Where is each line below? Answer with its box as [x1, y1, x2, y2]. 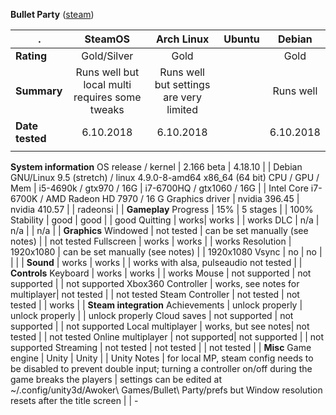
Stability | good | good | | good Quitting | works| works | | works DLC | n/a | [10, 214, 320, 226]
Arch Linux [155, 32, 210, 46]
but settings [154, 78, 211, 91]
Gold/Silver [81, 49, 134, 63]
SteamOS [84, 32, 131, 46]
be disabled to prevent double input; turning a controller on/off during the [10, 363, 313, 374]
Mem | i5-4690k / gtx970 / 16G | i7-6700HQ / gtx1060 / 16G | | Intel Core [10, 182, 309, 194]
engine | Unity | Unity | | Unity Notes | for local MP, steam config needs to [10, 352, 314, 364]
